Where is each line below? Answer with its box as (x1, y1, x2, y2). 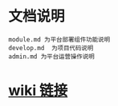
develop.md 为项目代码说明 (8, 44, 94, 52)
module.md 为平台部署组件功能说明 (8, 35, 111, 44)
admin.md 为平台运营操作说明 (8, 53, 95, 61)
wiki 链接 (8, 81, 68, 100)
